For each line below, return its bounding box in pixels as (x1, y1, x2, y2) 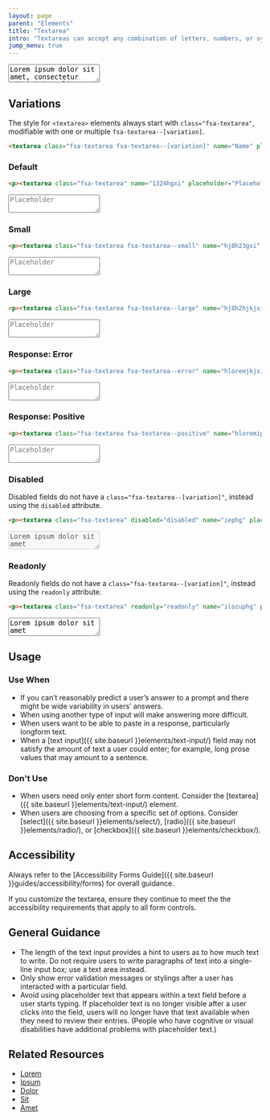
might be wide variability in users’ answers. (19, 701, 164, 711)
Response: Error (8, 349, 73, 360)
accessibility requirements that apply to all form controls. (8, 903, 197, 912)
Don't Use (8, 772, 48, 783)
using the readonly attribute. (8, 587, 102, 597)
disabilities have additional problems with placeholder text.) (19, 1024, 217, 1034)
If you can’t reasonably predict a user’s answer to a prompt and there (19, 692, 249, 702)
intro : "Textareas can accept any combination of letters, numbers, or (8, 34, 253, 43)
